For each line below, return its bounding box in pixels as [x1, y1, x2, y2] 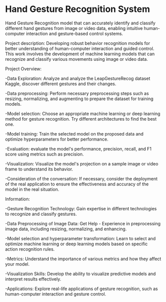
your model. [5, 261, 30, 267]
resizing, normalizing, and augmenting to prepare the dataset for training [5, 96, 154, 102]
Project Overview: [5, 66, 42, 72]
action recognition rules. [5, 246, 55, 252]
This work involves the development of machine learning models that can [5, 51, 155, 57]
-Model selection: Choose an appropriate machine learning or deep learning [5, 111, 161, 117]
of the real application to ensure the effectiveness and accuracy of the [5, 181, 149, 187]
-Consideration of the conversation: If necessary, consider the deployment [5, 175, 158, 181]
